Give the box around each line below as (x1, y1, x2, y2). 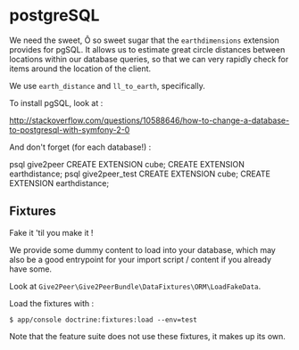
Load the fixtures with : (9, 297, 95, 308)
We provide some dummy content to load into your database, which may (9, 244, 277, 255)
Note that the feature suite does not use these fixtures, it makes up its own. (9, 330, 286, 341)
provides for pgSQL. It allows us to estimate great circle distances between (9, 44, 286, 54)
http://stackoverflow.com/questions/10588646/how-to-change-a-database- (9, 115, 290, 126)
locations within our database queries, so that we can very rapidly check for (9, 53, 289, 64)
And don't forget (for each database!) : (9, 142, 152, 152)
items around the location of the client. (9, 63, 152, 74)
